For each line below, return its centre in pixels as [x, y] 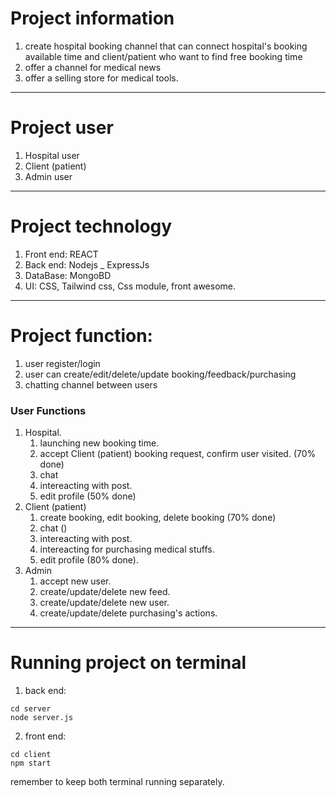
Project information [92, 18]
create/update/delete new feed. [105, 592]
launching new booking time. [99, 443]
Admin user [48, 176]
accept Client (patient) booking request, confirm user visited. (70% [178, 454]
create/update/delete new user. [104, 603]
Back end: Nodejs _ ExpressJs [87, 264]
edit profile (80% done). [89, 560]
